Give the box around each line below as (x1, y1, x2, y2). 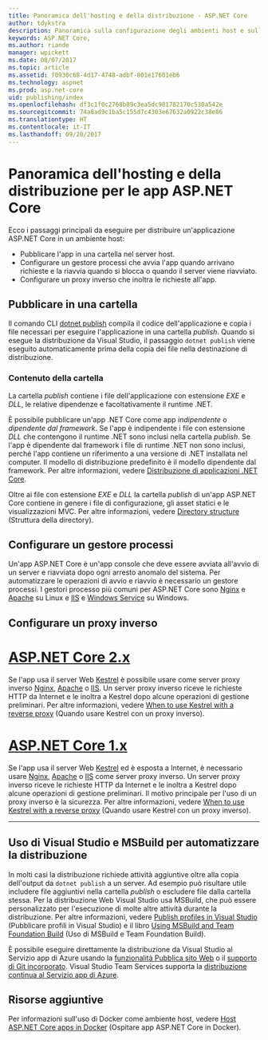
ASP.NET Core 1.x (8, 737, 128, 754)
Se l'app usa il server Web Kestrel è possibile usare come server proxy (8, 674, 241, 684)
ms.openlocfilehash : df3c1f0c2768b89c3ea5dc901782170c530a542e (8, 101, 223, 109)
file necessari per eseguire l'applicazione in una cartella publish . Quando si (8, 327, 255, 337)
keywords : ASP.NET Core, (8, 34, 91, 42)
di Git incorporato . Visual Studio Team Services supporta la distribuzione (8, 961, 247, 971)
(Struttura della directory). (8, 515, 94, 524)
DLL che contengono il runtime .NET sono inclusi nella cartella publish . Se (8, 432, 251, 441)
